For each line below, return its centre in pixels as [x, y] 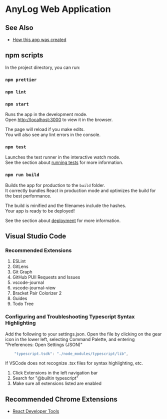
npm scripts [24, 55]
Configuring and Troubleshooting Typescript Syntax [70, 317]
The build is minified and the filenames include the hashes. [66, 205]
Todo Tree [23, 304]
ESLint [19, 261]
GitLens [20, 266]
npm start [17, 104]
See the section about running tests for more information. [64, 162]
